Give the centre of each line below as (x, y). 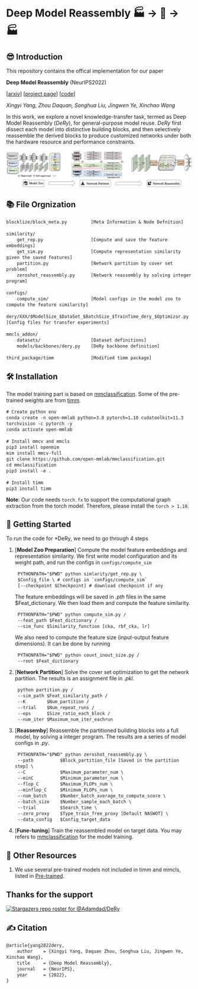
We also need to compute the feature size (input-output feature (92, 637)
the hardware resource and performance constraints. (71, 142)
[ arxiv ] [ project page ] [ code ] (41, 94)
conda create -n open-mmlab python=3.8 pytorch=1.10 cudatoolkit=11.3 (95, 418)
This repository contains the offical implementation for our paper (85, 71)
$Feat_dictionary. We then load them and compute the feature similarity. (102, 603)
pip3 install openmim (33, 447)
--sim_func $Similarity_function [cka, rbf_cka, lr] (84, 627)
